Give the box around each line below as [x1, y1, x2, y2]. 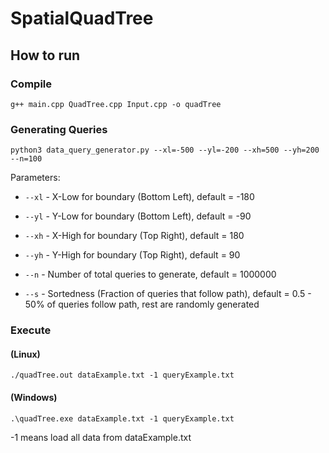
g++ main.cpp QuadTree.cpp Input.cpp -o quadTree [10, 99, 222, 109]
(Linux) [10, 348, 41, 360]
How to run [10, 47, 81, 64]
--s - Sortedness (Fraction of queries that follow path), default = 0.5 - [24, 288, 312, 300]
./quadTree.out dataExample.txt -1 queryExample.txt [10, 370, 235, 381]
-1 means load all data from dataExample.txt [10, 431, 192, 443]
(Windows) [10, 391, 58, 403]
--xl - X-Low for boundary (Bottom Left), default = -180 [24, 191, 255, 203]
